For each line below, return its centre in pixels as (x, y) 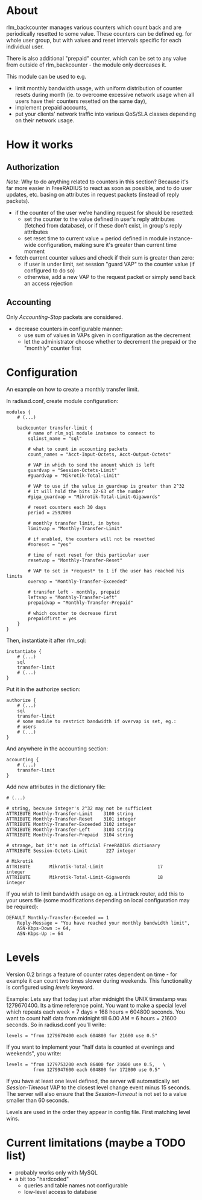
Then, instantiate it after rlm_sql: (46, 640)
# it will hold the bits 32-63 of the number (86, 491)
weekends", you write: (34, 1053)
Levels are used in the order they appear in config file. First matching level (99, 1112)
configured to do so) (49, 270)
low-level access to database (60, 1192)
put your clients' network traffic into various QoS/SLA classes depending (106, 114)
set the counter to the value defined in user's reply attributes (99, 219)
